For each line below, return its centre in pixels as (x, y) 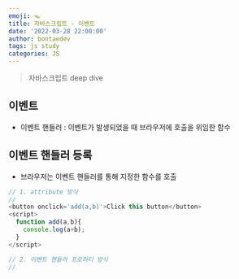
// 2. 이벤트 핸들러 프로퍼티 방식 (58, 259)
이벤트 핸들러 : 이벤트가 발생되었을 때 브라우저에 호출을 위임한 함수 (125, 127)
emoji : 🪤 (24, 16)
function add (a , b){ (49, 222)
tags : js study (34, 46)
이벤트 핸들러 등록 (50, 155)
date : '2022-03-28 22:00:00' (58, 31)
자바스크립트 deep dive (66, 78)
